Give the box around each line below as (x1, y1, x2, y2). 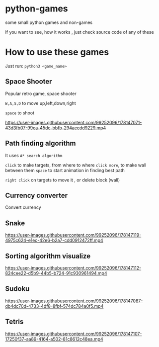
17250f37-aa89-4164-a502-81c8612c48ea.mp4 (5, 336, 103, 342)
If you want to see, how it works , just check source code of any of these (5, 29, 154, 35)
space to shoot (5, 110, 35, 116)
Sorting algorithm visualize (5, 252, 91, 260)
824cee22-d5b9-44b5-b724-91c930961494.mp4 (5, 270, 107, 276)
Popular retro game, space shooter (5, 90, 77, 96)
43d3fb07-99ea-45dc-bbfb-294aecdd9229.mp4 (5, 125, 106, 131)
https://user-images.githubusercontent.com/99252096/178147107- (5, 331, 142, 337)
